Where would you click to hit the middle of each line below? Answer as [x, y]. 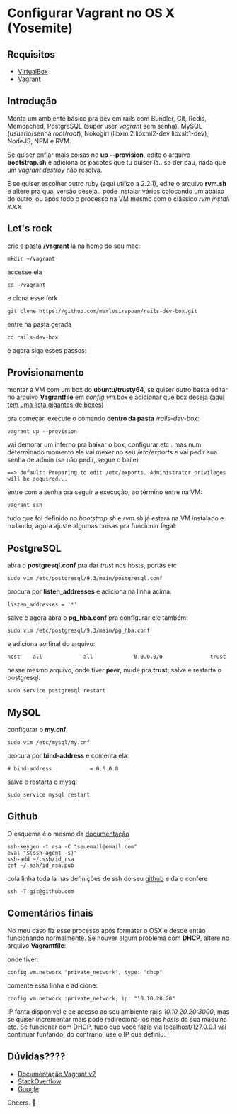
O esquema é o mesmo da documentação [68, 834]
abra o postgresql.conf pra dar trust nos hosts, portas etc [92, 565]
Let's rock [30, 229]
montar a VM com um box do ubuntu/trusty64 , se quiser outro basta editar [117, 390]
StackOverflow [39, 1081]
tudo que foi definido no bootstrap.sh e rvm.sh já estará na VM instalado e [116, 518]
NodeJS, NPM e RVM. [39, 141]
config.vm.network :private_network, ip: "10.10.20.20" [91, 998]
